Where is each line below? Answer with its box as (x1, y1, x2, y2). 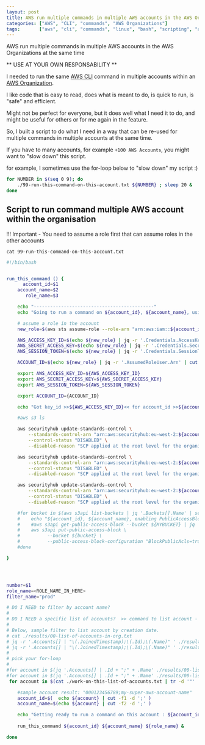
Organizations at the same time (6, 49, 85, 57)
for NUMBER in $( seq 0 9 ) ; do (6, 176, 84, 183)
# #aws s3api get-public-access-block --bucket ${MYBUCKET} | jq (17, 521, 195, 528)
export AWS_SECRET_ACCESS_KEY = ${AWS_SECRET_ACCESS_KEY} (17, 376, 163, 382)
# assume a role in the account (17, 320, 99, 327)
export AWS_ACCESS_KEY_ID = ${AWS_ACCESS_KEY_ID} (17, 371, 140, 377)
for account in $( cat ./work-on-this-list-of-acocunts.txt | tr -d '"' (9, 678, 195, 685)
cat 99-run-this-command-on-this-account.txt (6, 249, 124, 255)
